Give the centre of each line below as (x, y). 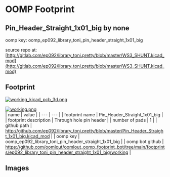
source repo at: (21, 50)
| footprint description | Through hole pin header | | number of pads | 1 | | (81, 120)
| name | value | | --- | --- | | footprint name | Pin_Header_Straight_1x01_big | (84, 114)
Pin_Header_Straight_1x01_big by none (68, 28)
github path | (18, 125)
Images (17, 168)
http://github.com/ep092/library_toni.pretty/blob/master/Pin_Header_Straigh (84, 130)
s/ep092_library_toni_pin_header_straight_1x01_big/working (67, 152)
